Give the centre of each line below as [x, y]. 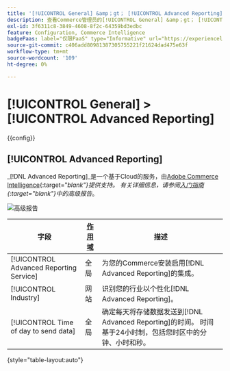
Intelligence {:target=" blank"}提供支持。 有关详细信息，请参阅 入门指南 [105, 185]
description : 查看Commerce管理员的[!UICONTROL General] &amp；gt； [101, 20]
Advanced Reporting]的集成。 [150, 273]
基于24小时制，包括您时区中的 [151, 333]
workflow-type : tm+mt [38, 52]
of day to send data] [43, 331]
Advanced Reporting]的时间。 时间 [158, 322]
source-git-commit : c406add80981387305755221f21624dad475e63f [98, 45]
